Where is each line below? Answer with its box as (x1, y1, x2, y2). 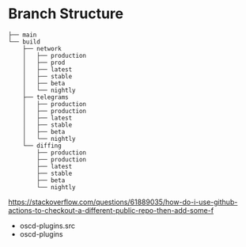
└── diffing (22, 142, 62, 150)
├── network (22, 44, 62, 52)
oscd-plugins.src (19, 221, 75, 230)
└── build (8, 37, 41, 46)
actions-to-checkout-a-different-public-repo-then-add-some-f (8, 205, 214, 215)
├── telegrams (22, 93, 69, 101)
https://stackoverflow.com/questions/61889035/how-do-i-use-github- (8, 197, 238, 207)
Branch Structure (8, 5, 124, 23)
